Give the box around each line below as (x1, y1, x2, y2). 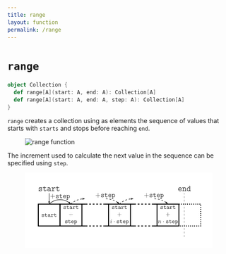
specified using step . (7, 158, 69, 167)
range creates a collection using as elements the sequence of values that (7, 116, 220, 125)
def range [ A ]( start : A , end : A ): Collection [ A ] (13, 89, 157, 96)
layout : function (7, 18, 59, 26)
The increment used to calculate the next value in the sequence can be (7, 151, 214, 160)
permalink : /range (7, 26, 61, 33)
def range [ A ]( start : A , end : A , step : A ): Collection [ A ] (13, 96, 185, 103)
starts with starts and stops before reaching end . (7, 124, 150, 132)
